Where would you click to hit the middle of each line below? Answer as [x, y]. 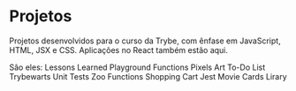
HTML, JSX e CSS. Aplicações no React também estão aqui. [118, 49]
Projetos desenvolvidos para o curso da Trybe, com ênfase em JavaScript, [145, 41]
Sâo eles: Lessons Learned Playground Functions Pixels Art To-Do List [137, 67]
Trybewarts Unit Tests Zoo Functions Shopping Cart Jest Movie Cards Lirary [148, 76]
